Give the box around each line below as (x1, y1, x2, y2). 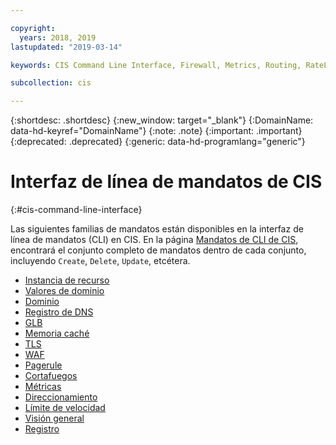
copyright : (10, 23, 56, 33)
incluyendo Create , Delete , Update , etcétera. (10, 255, 191, 267)
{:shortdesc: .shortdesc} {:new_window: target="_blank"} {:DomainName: (10, 114, 314, 126)
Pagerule (24, 359, 63, 371)
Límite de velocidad (24, 402, 106, 414)
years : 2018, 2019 (19, 32, 97, 43)
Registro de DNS (24, 306, 94, 318)
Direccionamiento (24, 391, 98, 403)
